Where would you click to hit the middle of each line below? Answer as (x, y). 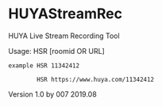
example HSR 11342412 (44, 65)
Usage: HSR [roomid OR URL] (56, 51)
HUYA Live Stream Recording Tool (64, 36)
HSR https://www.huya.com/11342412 (96, 79)
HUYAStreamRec (66, 14)
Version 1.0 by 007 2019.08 (52, 94)
